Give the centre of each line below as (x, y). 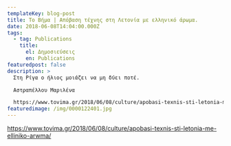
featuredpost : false (37, 65)
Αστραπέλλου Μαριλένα (44, 90)
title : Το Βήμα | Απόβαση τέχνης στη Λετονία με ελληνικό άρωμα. (102, 20)
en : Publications (50, 59)
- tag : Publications (43, 39)
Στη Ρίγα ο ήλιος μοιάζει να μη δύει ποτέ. (76, 77)
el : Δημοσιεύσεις (50, 52)
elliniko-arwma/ (29, 136)
